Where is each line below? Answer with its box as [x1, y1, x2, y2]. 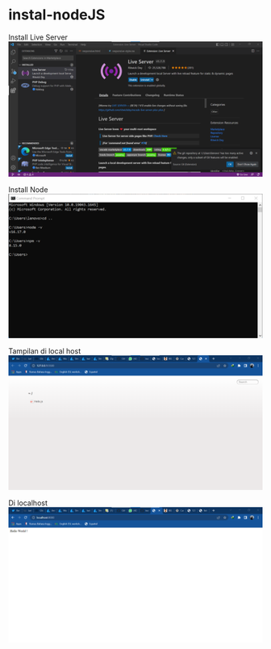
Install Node [8, 184, 48, 195]
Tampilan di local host [8, 345, 81, 356]
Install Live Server [8, 32, 69, 42]
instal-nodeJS [8, 6, 106, 24]
